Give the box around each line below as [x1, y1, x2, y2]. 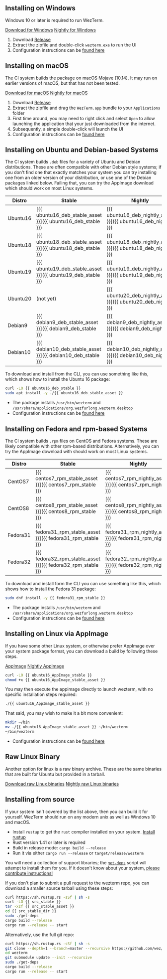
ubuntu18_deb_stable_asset [36, 239, 102, 246]
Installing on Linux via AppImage [5, 630, 108, 638]
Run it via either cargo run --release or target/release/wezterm [12, 850, 144, 856]
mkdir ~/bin [5, 720, 30, 725]
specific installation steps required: [5, 691, 77, 697]
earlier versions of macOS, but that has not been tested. [5, 80, 120, 86]
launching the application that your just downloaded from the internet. [12, 121, 156, 127]
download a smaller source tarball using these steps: [5, 885, 113, 891]
